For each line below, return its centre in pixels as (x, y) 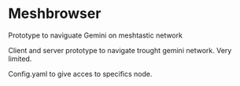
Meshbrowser (55, 14)
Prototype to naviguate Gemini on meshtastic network (96, 35)
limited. (20, 59)
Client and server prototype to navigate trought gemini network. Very (120, 50)
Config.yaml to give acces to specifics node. (80, 73)
